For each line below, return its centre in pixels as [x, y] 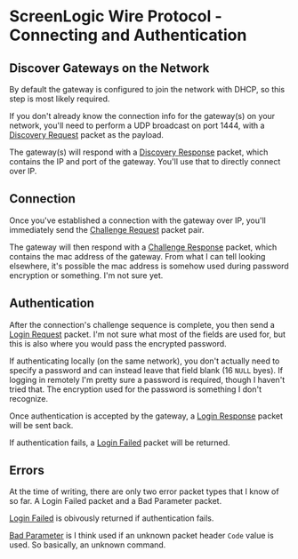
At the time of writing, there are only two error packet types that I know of [144, 491]
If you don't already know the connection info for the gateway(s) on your [142, 116]
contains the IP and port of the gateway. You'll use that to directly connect [145, 161]
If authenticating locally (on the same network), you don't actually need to [145, 361]
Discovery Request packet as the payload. [87, 135]
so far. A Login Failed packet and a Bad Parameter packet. [116, 501]
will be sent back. [41, 425]
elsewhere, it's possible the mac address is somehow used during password [149, 266]
